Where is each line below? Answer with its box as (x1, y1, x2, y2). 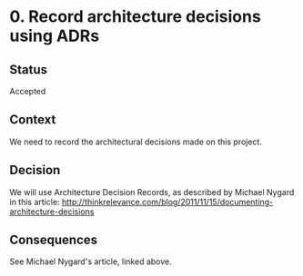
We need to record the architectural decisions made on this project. (9, 136, 262, 147)
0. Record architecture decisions (9, 6, 261, 27)
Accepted (9, 86, 46, 96)
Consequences (9, 232, 98, 248)
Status (9, 62, 48, 77)
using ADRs (9, 25, 100, 46)
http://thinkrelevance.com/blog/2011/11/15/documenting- (62, 196, 274, 207)
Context (9, 112, 56, 128)
